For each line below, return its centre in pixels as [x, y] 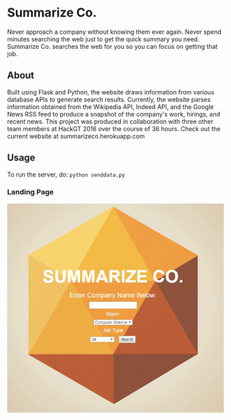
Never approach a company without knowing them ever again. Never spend [114, 32]
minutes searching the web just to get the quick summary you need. [103, 39]
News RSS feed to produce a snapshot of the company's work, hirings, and [114, 114]
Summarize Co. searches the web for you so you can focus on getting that [112, 46]
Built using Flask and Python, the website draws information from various [111, 92]
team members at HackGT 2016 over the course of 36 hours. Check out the [114, 128]
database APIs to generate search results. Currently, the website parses [109, 99]
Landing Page [31, 192]
